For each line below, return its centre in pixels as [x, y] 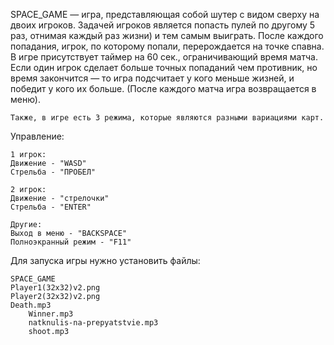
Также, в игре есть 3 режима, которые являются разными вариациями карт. [167, 118]
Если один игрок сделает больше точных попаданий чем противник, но [164, 67]
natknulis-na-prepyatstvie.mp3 [93, 323]
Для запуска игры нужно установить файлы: [105, 260]
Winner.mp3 [51, 314]
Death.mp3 [31, 305]
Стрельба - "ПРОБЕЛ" [53, 172]
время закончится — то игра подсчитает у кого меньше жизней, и [152, 78]
